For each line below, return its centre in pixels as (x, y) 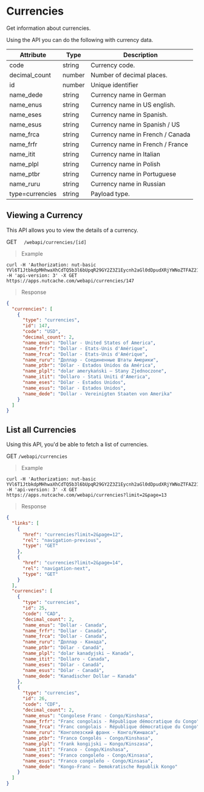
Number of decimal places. (129, 75)
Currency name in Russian (128, 184)
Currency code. (113, 65)
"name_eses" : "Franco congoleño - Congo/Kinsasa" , (88, 755)
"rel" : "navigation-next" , (56, 568)
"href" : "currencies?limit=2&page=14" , (73, 563)
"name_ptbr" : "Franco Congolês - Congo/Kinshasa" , (88, 738)
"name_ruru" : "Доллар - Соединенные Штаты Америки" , (90, 360)
